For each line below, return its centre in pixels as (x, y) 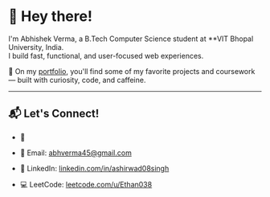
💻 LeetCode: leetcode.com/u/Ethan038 (86, 184)
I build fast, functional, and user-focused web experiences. (106, 55)
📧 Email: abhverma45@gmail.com (76, 153)
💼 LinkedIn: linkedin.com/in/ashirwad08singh (94, 168)
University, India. (36, 47)
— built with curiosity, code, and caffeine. (77, 80)
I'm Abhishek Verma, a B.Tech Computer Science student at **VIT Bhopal (131, 39)
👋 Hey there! (50, 16)
